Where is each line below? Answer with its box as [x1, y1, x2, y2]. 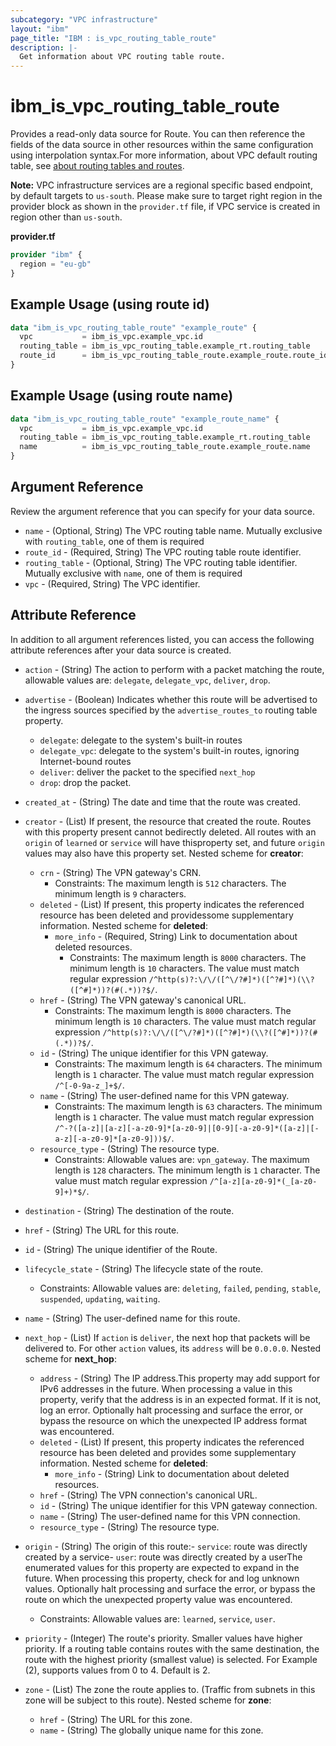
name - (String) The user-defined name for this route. [24, 1312, 241, 1324]
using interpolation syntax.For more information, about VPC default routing [10, 149, 318, 161]
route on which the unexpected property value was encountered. [24, 1593, 293, 1605]
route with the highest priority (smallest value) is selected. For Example [24, 1653, 318, 1665]
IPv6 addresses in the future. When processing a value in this [39, 1382, 293, 1395]
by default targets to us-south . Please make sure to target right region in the [10, 190, 323, 202]
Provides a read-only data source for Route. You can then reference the [10, 128, 306, 140]
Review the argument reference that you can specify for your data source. [10, 505, 316, 517]
